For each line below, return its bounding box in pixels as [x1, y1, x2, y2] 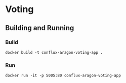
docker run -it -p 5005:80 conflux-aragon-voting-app [5, 73, 121, 78]
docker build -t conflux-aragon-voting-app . [5, 50, 103, 55]
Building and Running [5, 24, 74, 32]
